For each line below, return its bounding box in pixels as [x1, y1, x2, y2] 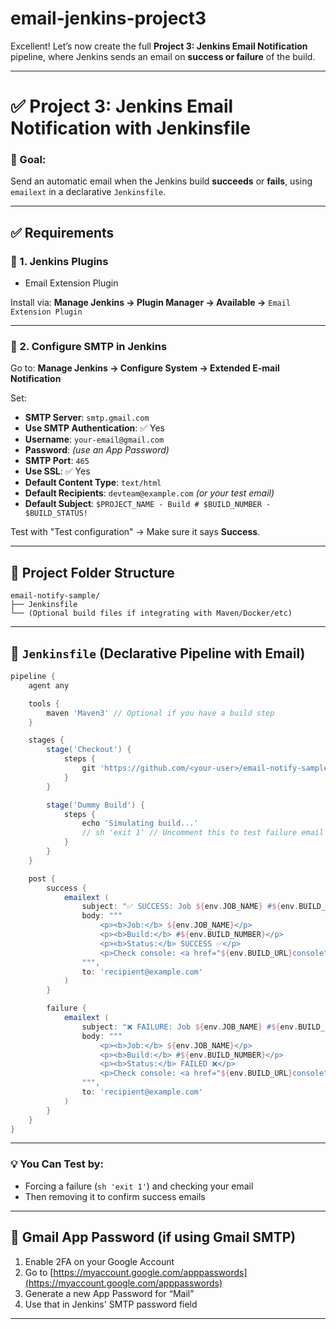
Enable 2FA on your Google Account [24, 1255, 175, 1267]
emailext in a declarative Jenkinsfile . [10, 186, 167, 198]
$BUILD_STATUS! [24, 508, 89, 519]
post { [28, 873, 56, 884]
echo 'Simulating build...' [81, 818, 199, 829]
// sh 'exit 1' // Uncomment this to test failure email [81, 828, 325, 838]
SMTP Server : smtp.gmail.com [24, 412, 150, 424]
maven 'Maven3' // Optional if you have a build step [46, 708, 275, 718]
